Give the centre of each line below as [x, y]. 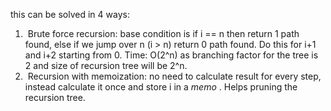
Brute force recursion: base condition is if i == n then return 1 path [163, 33]
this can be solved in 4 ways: [70, 14]
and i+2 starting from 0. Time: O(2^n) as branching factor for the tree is [171, 55]
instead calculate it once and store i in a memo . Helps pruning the [161, 87]
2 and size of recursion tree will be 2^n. [106, 65]
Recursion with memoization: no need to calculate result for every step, [174, 76]
